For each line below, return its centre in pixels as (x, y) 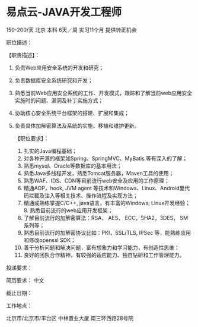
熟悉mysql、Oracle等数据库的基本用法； (73, 166)
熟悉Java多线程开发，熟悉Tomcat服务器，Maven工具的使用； (99, 173)
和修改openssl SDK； (49, 240)
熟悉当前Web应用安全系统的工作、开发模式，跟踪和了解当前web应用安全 (103, 93)
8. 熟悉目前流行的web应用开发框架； (68, 210)
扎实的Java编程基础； (50, 151)
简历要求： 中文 (25, 280)
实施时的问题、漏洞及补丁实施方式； (59, 100)
